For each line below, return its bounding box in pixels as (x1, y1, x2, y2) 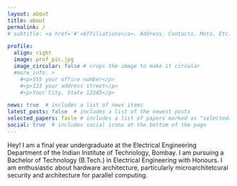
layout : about (7, 10, 49, 18)
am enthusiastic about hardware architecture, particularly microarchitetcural (7, 163, 229, 172)
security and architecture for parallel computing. (7, 170, 148, 179)
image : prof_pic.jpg (13, 56, 74, 64)
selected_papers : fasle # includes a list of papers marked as (7, 115, 197, 122)
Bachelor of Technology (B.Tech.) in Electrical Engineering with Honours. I (7, 156, 223, 164)
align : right (13, 50, 52, 57)
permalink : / (7, 23, 46, 30)
